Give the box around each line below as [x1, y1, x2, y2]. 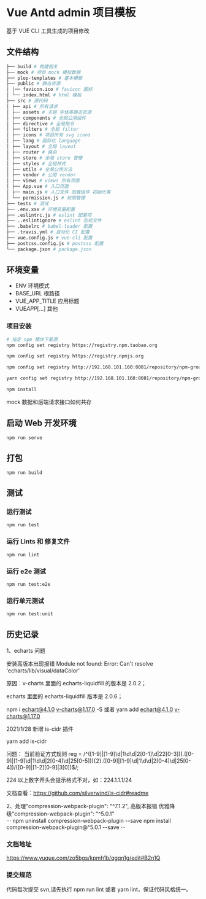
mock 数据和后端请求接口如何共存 [6, 398, 92, 405]
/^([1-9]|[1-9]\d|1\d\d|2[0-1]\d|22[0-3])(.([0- [83, 750, 194, 757]
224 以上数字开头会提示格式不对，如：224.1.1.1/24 [6, 776, 132, 784]
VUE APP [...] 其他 [15, 305, 58, 313]
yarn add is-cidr [6, 737, 47, 745]
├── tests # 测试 [6, 200, 49, 206]
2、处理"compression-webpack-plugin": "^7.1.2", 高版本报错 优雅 [6, 802, 170, 809]
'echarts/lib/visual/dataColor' [6, 667, 80, 674]
